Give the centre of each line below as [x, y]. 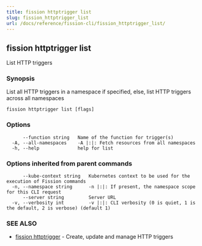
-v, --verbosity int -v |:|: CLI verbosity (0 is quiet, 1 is [104, 203]
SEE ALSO [22, 223]
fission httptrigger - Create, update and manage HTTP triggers [94, 237]
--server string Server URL [69, 198]
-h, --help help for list [63, 148]
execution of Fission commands [46, 182]
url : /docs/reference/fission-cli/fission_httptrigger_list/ [86, 23]
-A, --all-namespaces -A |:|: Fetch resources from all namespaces [104, 143]
